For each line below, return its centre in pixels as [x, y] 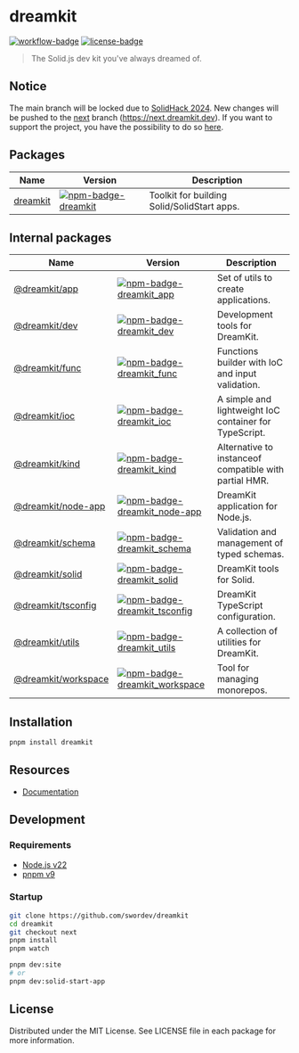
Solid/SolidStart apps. [194, 206]
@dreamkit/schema [55, 543]
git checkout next [43, 932]
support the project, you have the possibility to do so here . [117, 127]
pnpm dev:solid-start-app [57, 981]
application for [247, 506]
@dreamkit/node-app [60, 506]
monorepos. [242, 690]
